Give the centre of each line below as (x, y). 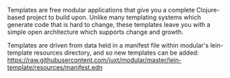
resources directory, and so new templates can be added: (116, 52)
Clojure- (208, 10)
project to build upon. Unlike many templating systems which (114, 17)
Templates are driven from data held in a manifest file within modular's (108, 45)
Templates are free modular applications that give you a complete (101, 10)
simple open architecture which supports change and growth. (96, 32)
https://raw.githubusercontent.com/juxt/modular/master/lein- (95, 60)
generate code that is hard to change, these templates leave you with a (109, 25)
